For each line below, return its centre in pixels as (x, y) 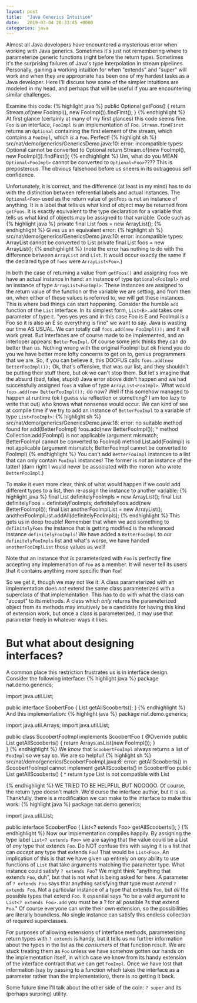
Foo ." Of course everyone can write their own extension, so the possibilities (97, 909)
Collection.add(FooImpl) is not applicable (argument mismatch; (82, 436)
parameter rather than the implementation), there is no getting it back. (91, 976)
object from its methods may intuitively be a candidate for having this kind (96, 607)
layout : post (22, 11)
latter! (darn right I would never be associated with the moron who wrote (94, 467)
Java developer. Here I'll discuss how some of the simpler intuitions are (92, 82)
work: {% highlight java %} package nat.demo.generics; (74, 805)
